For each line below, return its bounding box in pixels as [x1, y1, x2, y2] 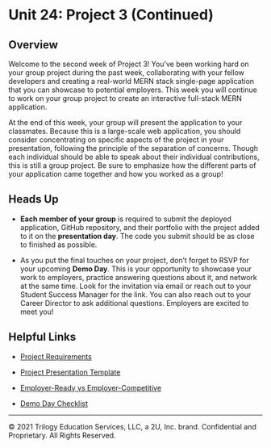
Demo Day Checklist [19, 398, 89, 408]
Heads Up [8, 192, 59, 207]
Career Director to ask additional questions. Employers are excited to [19, 298, 249, 308]
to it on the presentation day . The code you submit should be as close [19, 231, 255, 241]
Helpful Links [8, 330, 77, 344]
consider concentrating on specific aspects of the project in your [8, 135, 224, 144]
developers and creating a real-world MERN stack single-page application [8, 77, 255, 86]
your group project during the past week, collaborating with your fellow [8, 68, 244, 77]
